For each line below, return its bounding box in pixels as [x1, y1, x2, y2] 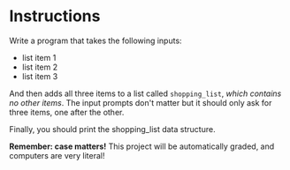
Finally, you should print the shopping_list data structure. [9, 123, 216, 134]
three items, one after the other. [9, 107, 125, 117]
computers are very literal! [9, 150, 105, 160]
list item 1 [21, 52, 57, 63]
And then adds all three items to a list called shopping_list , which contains [9, 88, 282, 99]
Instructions [9, 6, 101, 26]
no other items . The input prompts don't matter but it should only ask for [9, 97, 272, 107]
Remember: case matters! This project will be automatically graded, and [9, 141, 275, 152]
